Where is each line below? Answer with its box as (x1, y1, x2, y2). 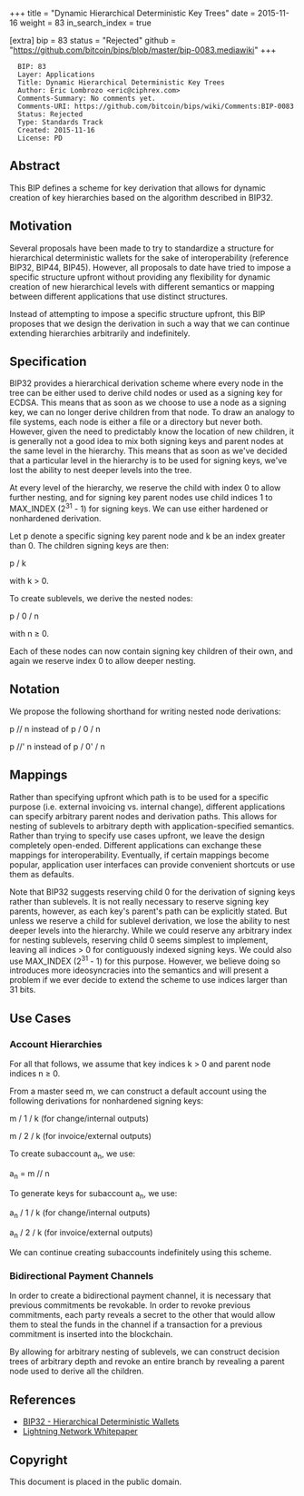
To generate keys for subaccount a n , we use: (9, 1187, 178, 1201)
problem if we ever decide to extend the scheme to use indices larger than (9, 975, 288, 986)
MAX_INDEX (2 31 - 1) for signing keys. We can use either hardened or (9, 501, 269, 514)
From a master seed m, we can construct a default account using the (9, 1085, 268, 1097)
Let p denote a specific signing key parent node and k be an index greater (9, 530, 286, 541)
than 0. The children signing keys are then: (9, 540, 170, 551)
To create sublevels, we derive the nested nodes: (9, 593, 193, 604)
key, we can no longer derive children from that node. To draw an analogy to (9, 407, 295, 418)
